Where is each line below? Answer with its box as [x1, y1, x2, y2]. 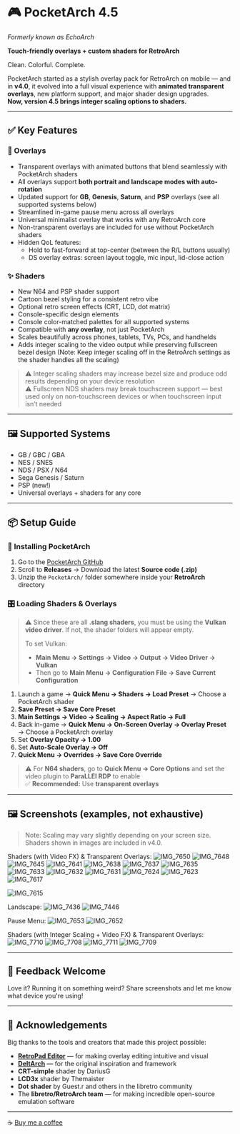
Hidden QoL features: [17, 238, 81, 246]
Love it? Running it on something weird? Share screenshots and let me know [7, 984, 232, 993]
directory [17, 581, 45, 589]
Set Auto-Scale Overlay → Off [17, 743, 109, 751]
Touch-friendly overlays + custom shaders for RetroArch [7, 46, 180, 55]
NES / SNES [17, 458, 54, 466]
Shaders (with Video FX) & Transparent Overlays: [7, 852, 152, 860]
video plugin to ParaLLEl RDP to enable [24, 771, 141, 781]
